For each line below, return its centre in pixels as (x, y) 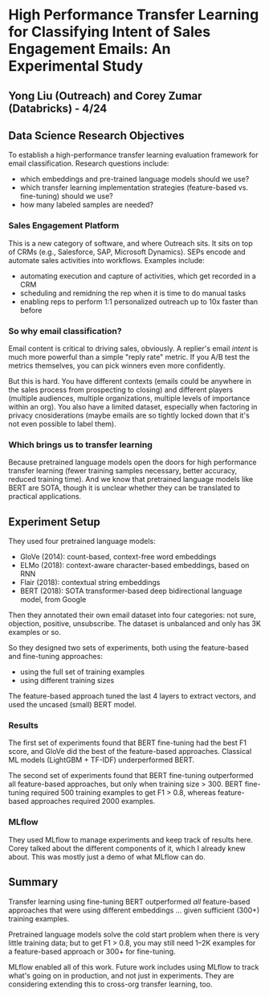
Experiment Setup (54, 522)
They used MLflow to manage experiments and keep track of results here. (130, 839)
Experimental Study (76, 66)
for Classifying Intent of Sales (110, 32)
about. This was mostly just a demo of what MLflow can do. (107, 857)
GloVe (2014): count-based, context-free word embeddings (118, 557)
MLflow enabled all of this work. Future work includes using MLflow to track (134, 966)
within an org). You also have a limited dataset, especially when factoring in (133, 406)
